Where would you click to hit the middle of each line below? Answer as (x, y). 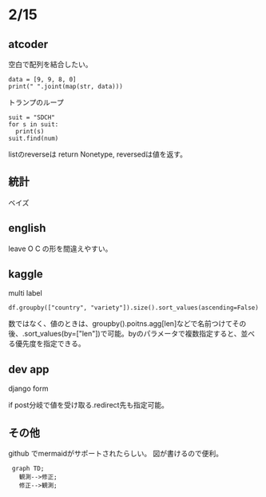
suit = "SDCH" (32, 117)
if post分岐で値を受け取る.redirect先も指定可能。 (89, 405)
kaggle (26, 274)
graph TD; (28, 469)
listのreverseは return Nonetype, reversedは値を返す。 (98, 154)
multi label (25, 293)
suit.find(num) (34, 138)
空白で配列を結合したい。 (50, 64)
